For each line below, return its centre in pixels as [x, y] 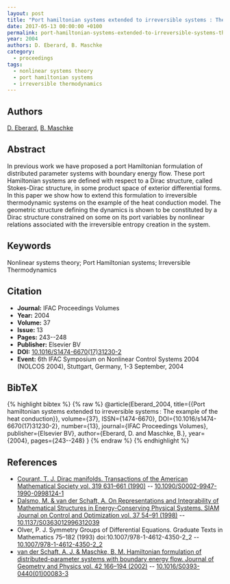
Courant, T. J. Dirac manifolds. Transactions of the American [102, 479]
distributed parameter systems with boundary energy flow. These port [106, 173]
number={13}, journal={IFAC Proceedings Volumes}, [135, 426]
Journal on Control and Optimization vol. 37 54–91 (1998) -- [101, 515]
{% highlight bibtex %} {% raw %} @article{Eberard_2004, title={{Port [106, 404]
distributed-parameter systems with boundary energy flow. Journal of [115, 559]
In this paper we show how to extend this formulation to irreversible [102, 195]
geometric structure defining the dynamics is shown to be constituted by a [112, 209]
